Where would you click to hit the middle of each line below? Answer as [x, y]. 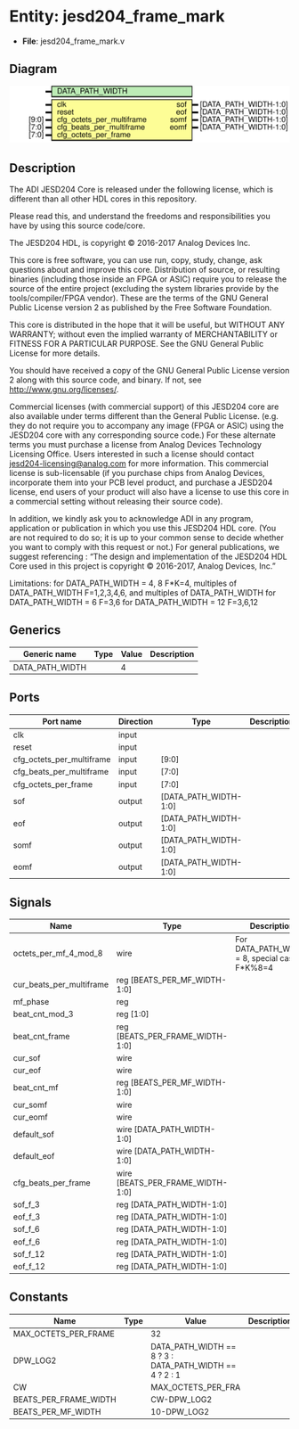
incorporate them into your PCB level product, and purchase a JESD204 [141, 482]
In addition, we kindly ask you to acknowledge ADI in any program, [131, 519]
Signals [30, 902]
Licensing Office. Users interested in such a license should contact [132, 454]
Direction [136, 722]
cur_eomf [30, 1117]
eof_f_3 [27, 1217]
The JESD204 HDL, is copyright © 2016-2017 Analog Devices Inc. [130, 243]
